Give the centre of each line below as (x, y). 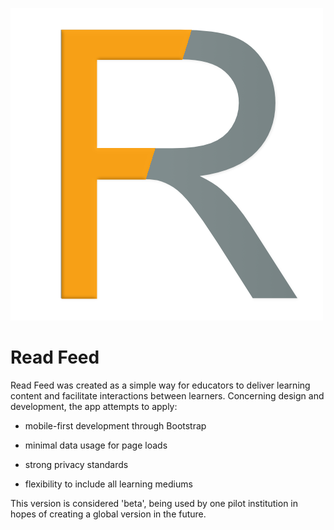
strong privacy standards (76, 464)
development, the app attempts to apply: (94, 406)
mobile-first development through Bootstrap (115, 425)
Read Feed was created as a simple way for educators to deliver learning (160, 385)
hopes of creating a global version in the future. (108, 514)
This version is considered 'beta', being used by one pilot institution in (154, 503)
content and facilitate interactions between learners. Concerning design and (167, 395)
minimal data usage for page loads (96, 445)
